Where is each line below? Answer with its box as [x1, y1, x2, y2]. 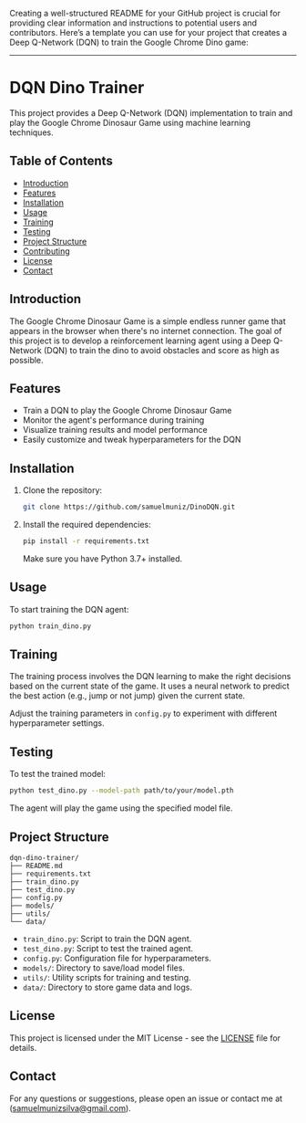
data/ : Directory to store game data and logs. [22, 981, 193, 992]
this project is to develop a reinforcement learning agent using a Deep [9, 335, 271, 346]
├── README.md [9, 861, 64, 870]
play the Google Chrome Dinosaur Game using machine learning [9, 117, 251, 128]
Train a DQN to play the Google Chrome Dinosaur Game [22, 405, 232, 416]
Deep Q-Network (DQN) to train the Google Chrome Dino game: [9, 37, 249, 47]
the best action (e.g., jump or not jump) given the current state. [9, 690, 246, 701]
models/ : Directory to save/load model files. [22, 962, 185, 973]
